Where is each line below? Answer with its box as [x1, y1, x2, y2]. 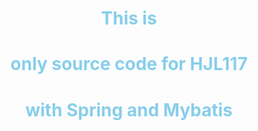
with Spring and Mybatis [25, 98, 233, 121]
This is [100, 7, 158, 30]
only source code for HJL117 [10, 53, 248, 76]
